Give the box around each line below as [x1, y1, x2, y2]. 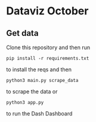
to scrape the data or [6, 88, 58, 95]
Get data [6, 28, 39, 38]
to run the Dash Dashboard [6, 110, 73, 117]
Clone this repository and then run [6, 44, 91, 51]
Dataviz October [6, 4, 89, 18]
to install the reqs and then [6, 66, 72, 73]
